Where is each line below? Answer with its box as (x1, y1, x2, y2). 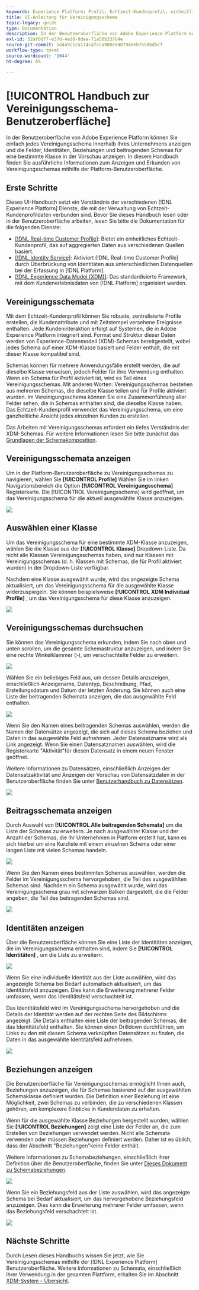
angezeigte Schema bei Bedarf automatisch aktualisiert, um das (6, 981, 162, 988)
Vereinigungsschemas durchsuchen (6, 623, 143, 633)
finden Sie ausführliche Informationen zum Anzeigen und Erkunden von (6, 159, 181, 166)
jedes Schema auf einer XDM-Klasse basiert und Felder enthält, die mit (6, 344, 179, 351)
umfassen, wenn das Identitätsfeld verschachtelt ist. (6, 993, 134, 1000)
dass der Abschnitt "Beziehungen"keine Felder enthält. (6, 1142, 140, 1149)
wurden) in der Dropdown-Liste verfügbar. (6, 564, 110, 571)
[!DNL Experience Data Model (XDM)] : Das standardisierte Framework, (14, 273, 188, 280)
